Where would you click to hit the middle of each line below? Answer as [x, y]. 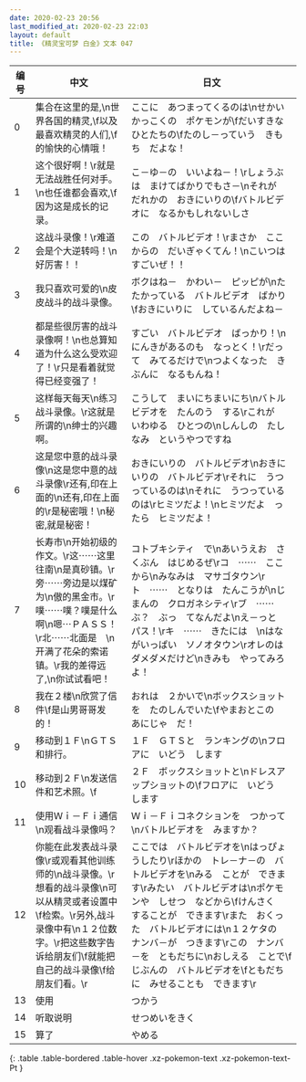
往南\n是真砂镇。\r [75, 570]
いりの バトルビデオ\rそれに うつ [208, 478]
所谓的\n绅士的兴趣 [76, 425]
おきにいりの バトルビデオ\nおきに [209, 464]
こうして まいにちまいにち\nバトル [209, 398]
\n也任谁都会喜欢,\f [76, 193]
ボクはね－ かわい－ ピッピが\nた [209, 282]
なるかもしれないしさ [204, 214]
